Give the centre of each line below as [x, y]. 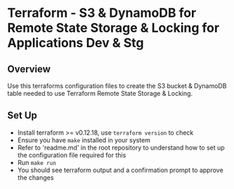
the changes [35, 177]
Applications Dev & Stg [76, 43]
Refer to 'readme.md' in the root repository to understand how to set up [121, 147]
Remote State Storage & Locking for [113, 28]
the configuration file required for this [72, 155]
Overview [29, 69]
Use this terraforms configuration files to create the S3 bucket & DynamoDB [117, 86]
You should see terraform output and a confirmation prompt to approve [120, 170]
